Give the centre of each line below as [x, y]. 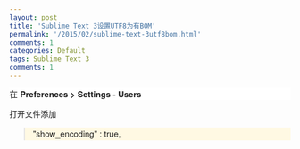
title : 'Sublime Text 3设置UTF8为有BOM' [83, 26]
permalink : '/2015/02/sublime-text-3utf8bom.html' [105, 34]
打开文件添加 [33, 114]
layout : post [33, 17]
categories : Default [48, 51]
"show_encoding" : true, [77, 133]
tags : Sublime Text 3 [50, 59]
